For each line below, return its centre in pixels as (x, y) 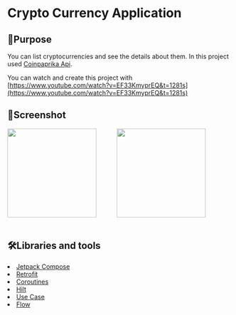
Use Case (31, 297)
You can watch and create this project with (70, 78)
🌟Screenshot (37, 115)
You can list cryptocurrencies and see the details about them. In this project (118, 56)
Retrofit (27, 274)
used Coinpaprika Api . (40, 64)
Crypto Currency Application (95, 13)
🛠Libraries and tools (54, 246)
